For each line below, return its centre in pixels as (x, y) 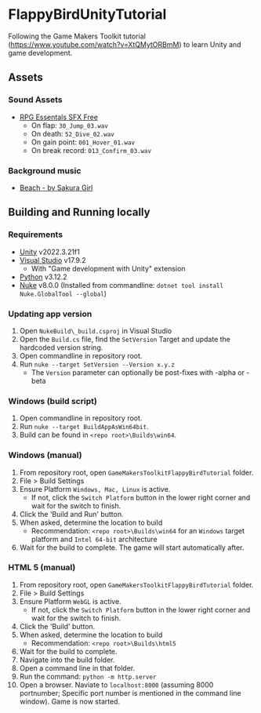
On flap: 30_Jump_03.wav (69, 125)
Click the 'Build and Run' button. (71, 514)
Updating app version (50, 314)
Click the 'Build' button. (57, 626)
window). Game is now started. (69, 701)
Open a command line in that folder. (77, 668)
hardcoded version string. (61, 347)
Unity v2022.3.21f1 (49, 252)
